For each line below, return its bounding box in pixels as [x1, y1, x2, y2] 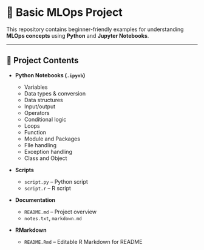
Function [24, 128, 47, 136]
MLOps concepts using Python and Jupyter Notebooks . [6, 32, 149, 39]
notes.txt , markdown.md [24, 214, 82, 221]
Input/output [24, 103, 56, 110]
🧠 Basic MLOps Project [6, 5, 123, 19]
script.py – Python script [24, 178, 88, 185]
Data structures [24, 96, 63, 103]
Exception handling [24, 148, 73, 155]
